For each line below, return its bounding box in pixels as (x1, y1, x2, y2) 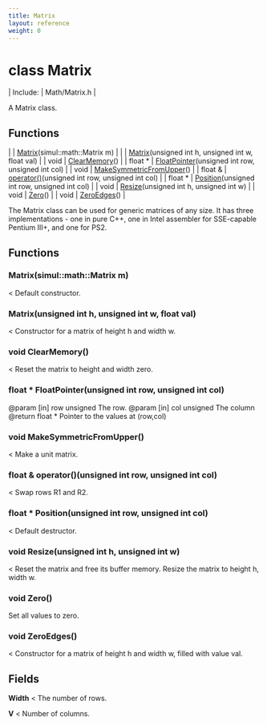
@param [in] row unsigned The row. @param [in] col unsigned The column (8, 402, 255, 413)
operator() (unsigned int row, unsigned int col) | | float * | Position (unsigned (8, 173, 255, 183)
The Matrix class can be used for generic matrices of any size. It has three (8, 206, 254, 215)
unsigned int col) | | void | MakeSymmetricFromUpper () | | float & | (8, 165, 227, 175)
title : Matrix (8, 11, 56, 20)
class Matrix (8, 61, 92, 79)
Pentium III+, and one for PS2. (8, 223, 107, 232)
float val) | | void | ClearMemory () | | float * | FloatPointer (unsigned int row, (8, 156, 255, 166)
